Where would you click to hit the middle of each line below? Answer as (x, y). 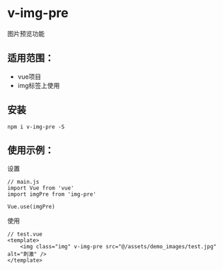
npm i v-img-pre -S (36, 127)
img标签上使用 (39, 85)
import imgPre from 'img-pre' (52, 194)
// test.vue (25, 234)
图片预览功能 (26, 33)
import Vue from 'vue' (41, 188)
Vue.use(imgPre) (31, 207)
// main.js (23, 182)
